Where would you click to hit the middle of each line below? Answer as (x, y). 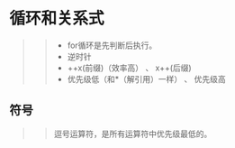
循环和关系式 (57, 18)
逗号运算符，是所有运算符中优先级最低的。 (133, 134)
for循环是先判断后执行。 (112, 45)
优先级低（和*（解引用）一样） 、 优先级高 (147, 79)
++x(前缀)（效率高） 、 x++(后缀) (129, 68)
